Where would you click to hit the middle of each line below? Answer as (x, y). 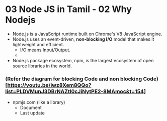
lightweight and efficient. (38, 44)
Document (31, 108)
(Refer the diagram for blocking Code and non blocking (74, 79)
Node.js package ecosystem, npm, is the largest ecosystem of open (83, 60)
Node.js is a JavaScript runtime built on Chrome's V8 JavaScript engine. (87, 34)
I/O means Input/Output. (45, 50)
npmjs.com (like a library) (39, 102)
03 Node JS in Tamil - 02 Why (69, 9)
